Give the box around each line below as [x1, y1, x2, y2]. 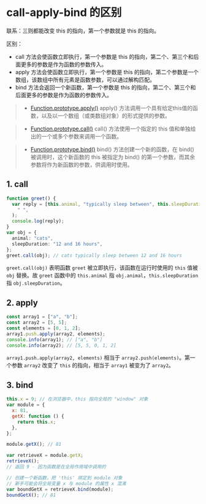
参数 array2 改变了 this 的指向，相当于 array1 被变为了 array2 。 [11, 362, 175, 369]
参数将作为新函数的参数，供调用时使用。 [30, 160, 133, 168]
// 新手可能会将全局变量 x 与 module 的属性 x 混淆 [6, 480, 126, 487]
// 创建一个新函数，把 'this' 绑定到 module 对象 [6, 475, 123, 481]
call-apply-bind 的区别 [6, 6, 122, 20]
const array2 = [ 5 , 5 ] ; [6, 320, 67, 326]
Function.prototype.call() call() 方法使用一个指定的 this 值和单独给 [30, 125, 196, 132]
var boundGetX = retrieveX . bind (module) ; [6, 486, 114, 492]
